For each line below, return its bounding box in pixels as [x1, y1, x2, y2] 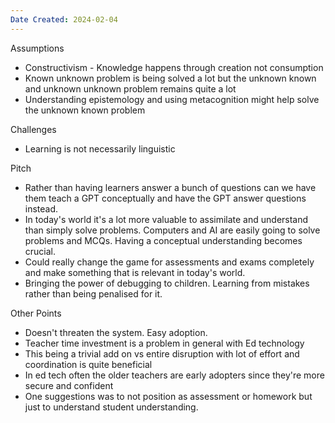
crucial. [24, 245, 57, 257]
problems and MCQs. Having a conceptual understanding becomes [24, 234, 303, 246]
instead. [24, 202, 59, 215]
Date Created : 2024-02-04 [10, 14, 118, 25]
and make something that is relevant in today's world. [24, 266, 246, 278]
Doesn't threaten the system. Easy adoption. [24, 326, 208, 338]
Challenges [10, 123, 57, 135]
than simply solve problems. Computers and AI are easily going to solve [24, 224, 321, 236]
